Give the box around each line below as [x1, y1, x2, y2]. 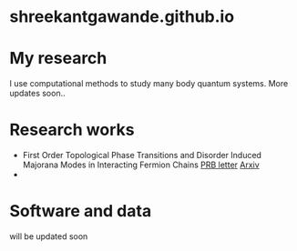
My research [9, 48, 108, 69]
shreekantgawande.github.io [9, 6, 235, 27]
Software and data [9, 201, 152, 222]
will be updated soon [9, 231, 88, 242]
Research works [9, 120, 135, 140]
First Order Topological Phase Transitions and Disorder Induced [22, 150, 262, 161]
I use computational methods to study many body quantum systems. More [9, 78, 289, 89]
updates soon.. [9, 88, 66, 99]
